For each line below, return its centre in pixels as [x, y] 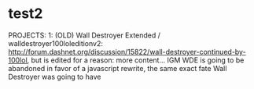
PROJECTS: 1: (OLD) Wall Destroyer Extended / [85, 35]
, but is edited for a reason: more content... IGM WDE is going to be [136, 60]
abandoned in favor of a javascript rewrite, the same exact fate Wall [118, 68]
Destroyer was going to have [55, 77]
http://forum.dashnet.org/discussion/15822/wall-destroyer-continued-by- [127, 52]
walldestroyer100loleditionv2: [56, 43]
